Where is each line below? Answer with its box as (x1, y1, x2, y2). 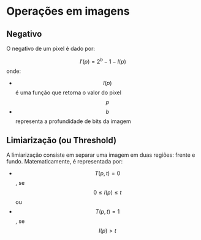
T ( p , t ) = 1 (95, 208, 120, 216)
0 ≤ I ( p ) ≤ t (93, 189, 122, 197)
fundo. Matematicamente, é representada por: (6, 158, 123, 165)
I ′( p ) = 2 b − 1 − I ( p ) (79, 57, 127, 65)
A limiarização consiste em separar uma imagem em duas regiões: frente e (6, 151, 195, 159)
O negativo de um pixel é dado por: (6, 45, 96, 52)
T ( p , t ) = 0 (94, 170, 121, 177)
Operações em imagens (6, 4, 130, 18)
